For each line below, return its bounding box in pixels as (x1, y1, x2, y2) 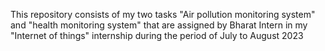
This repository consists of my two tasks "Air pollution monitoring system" (10, 9, 316, 20)
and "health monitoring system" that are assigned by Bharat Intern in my (10, 19, 308, 31)
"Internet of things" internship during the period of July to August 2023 (10, 30, 304, 41)
